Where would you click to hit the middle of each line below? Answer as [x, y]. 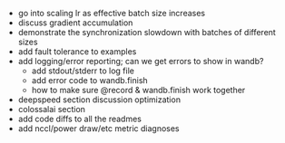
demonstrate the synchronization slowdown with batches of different [147, 32]
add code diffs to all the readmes [80, 119]
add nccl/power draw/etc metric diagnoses [98, 129]
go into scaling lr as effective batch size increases [112, 13]
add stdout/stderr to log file [83, 71]
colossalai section [52, 109]
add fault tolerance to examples [77, 52]
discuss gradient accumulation [75, 23]
